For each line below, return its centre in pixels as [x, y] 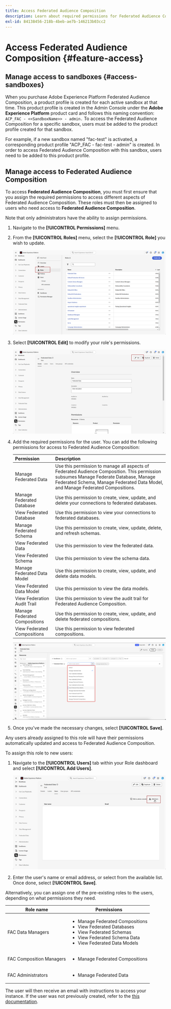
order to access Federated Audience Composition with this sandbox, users [83, 150]
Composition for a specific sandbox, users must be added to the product [81, 124]
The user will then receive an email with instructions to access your [76, 991]
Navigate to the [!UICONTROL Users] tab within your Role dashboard [85, 763]
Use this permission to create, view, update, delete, [109, 528]
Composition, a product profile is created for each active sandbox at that [81, 102]
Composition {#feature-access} [75, 58]
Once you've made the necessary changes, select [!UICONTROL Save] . [88, 728]
